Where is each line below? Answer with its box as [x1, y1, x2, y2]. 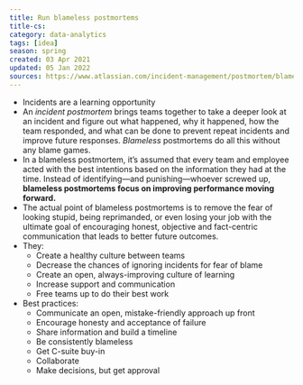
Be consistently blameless [35, 335, 133, 347]
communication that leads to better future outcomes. [22, 231, 219, 242]
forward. [22, 192, 57, 203]
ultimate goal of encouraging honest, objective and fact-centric [22, 221, 259, 232]
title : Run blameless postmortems [9, 13, 140, 23]
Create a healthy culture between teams [35, 250, 186, 261]
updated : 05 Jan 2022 [9, 64, 91, 73]
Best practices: [22, 298, 79, 308]
